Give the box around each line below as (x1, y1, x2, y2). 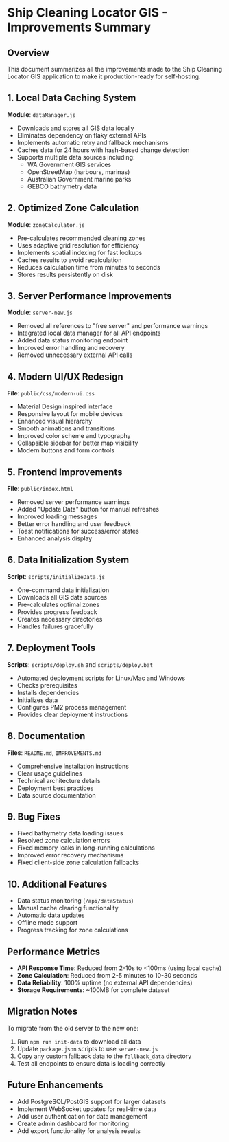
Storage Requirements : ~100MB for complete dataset (16, 985, 170, 994)
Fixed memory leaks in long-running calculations (16, 844, 156, 852)
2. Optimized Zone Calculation (7, 202, 139, 214)
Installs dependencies (16, 688, 80, 696)
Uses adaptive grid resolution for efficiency (16, 241, 139, 249)
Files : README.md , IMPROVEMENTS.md (7, 748, 101, 757)
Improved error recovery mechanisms (16, 851, 124, 859)
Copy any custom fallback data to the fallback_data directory (16, 1052, 192, 1060)
